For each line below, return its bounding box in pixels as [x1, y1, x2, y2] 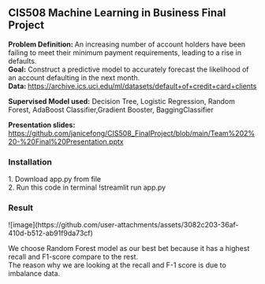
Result [8, 202, 34, 213]
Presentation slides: [8, 120, 76, 129]
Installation [8, 157, 53, 168]
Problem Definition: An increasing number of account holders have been [8, 39, 246, 49]
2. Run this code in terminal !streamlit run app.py [8, 183, 166, 192]
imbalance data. [8, 269, 61, 278]
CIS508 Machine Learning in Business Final [8, 6, 226, 20]
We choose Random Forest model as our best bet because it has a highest [8, 244, 250, 253]
